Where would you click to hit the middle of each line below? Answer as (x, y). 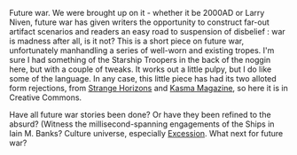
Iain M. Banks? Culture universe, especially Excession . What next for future (146, 133)
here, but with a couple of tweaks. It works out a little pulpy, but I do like (141, 69)
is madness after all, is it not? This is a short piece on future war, (127, 41)
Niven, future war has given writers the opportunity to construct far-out (140, 22)
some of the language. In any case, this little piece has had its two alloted (143, 78)
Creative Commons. (46, 97)
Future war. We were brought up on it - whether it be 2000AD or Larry (137, 13)
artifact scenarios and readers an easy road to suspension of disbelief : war (147, 31)
